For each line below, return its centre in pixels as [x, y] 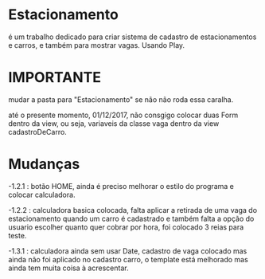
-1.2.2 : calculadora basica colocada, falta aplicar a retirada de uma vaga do [132, 210]
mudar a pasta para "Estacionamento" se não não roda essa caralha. [121, 99]
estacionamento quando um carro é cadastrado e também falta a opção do [131, 218]
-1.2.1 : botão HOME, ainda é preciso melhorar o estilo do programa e [121, 186]
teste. [18, 235]
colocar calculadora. [42, 195]
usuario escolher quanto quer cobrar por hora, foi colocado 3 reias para [126, 227]
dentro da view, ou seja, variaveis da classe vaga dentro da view [114, 123]
